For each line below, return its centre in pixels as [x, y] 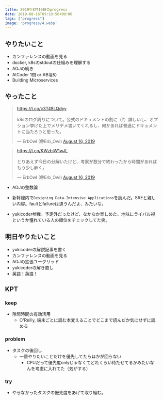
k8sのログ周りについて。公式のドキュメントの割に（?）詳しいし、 [83, 119]
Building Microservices [35, 80]
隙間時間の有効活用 [31, 314]
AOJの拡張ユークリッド [35, 261]
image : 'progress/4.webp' [31, 23]
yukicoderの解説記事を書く [39, 249]
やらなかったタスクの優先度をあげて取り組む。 [59, 392]
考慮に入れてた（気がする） [63, 368]
